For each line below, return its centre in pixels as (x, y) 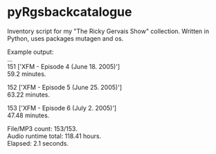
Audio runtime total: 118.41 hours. (54, 136)
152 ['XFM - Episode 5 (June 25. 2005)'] (65, 87)
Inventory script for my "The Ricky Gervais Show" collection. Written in (108, 31)
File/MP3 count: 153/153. (42, 128)
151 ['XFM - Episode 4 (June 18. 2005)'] (64, 66)
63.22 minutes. (29, 95)
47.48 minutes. (28, 115)
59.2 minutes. (27, 74)
